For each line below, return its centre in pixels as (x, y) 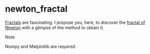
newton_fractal (36, 9)
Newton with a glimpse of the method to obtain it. (55, 27)
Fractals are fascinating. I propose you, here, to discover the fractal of (75, 22)
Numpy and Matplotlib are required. (41, 46)
